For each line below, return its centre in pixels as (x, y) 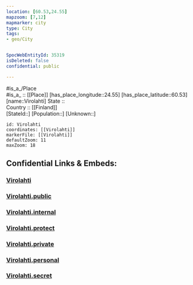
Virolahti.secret (29, 275)
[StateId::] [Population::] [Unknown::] (51, 113)
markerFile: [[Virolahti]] (39, 135)
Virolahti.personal (33, 260)
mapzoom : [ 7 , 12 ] (26, 17)
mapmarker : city (26, 23)
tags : (13, 34)
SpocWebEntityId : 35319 (36, 55)
